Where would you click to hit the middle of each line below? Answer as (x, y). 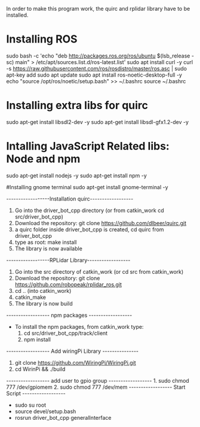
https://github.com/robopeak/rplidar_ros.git (68, 284)
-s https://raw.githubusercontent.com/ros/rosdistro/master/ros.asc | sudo (96, 68)
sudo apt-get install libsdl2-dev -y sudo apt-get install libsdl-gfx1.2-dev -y (98, 122)
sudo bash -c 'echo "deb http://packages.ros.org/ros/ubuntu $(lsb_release (98, 56)
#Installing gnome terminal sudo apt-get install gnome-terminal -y (87, 187)
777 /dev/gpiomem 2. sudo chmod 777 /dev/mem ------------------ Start (96, 387)
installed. (17, 15)
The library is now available (48, 249)
